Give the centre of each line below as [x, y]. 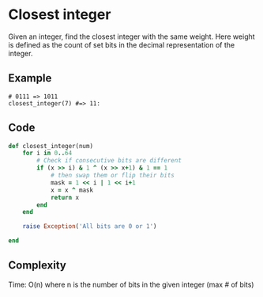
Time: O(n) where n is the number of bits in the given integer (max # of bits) [131, 284]
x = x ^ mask [71, 190]
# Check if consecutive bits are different [109, 161]
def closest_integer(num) [51, 146]
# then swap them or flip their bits [113, 176]
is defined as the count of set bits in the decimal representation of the [122, 44]
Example [30, 78]
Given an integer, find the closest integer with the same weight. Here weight [131, 36]
